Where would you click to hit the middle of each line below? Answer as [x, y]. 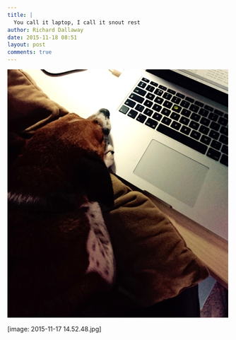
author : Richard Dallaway [45, 30]
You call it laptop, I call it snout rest [77, 22]
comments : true [30, 52]
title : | [20, 15]
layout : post [26, 45]
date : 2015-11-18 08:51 [42, 37]
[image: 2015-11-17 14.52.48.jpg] [54, 329]
